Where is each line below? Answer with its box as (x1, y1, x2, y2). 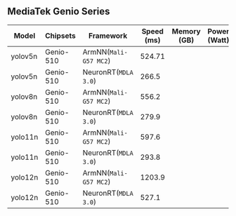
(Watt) (207, 35, 230, 45)
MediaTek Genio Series (7, 6, 110, 18)
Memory (171, 26, 202, 36)
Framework (88, 31, 128, 41)
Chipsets (44, 31, 76, 41)
